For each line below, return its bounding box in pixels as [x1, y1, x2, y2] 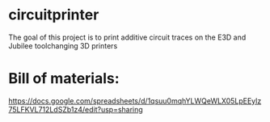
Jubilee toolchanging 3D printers [8, 40, 118, 50]
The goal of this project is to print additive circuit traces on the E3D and [8, 32, 247, 42]
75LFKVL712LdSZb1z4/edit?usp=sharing [8, 104, 143, 114]
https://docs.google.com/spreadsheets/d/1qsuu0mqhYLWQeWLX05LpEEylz [8, 95, 262, 106]
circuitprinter [8, 6, 99, 24]
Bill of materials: [8, 69, 120, 88]
